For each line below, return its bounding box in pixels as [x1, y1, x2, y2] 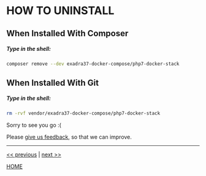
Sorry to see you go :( [6, 121, 61, 129]
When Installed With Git [6, 77, 99, 88]
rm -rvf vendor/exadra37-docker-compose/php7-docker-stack [6, 110, 161, 117]
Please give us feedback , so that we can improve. [6, 133, 132, 140]
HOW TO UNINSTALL [6, 4, 115, 18]
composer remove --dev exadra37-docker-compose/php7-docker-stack [6, 61, 180, 67]
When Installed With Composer [6, 28, 129, 39]
